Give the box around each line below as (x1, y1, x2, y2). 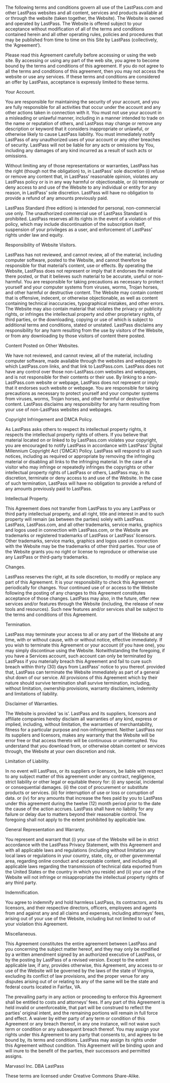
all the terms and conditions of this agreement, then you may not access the (5, 68, 164, 74)
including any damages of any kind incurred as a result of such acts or (5, 148, 153, 153)
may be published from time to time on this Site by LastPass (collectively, (5, 37, 158, 43)
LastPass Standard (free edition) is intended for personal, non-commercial (5, 205, 161, 211)
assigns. (5, 1053, 23, 1059)
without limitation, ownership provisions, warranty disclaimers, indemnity (5, 685, 158, 691)
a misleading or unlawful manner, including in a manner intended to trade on (5, 115, 165, 121)
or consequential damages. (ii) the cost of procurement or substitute (5, 784, 148, 790)
